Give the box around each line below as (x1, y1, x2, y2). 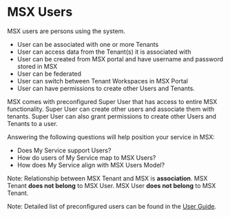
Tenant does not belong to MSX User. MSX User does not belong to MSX (7, 181, 216, 189)
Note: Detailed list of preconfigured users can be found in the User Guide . (7, 202, 217, 210)
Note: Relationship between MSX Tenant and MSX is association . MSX (7, 174, 208, 183)
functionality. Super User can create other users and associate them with (7, 105, 215, 113)
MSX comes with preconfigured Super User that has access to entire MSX (7, 97, 218, 105)
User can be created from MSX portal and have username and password (17, 54, 224, 63)
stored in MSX (17, 62, 58, 70)
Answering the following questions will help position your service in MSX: (7, 132, 216, 141)
